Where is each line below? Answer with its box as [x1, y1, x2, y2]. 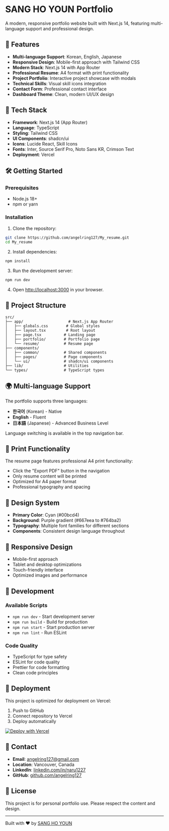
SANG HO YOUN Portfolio [5, 4, 113, 15]
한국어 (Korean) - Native [12, 408, 62, 414]
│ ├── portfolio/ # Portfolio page [5, 337, 100, 342]
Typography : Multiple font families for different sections [12, 523, 129, 529]
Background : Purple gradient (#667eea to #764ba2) [12, 517, 121, 524]
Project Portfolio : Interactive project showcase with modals [12, 75, 136, 81]
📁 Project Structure [5, 301, 66, 310]
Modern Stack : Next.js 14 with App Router [12, 64, 101, 70]
